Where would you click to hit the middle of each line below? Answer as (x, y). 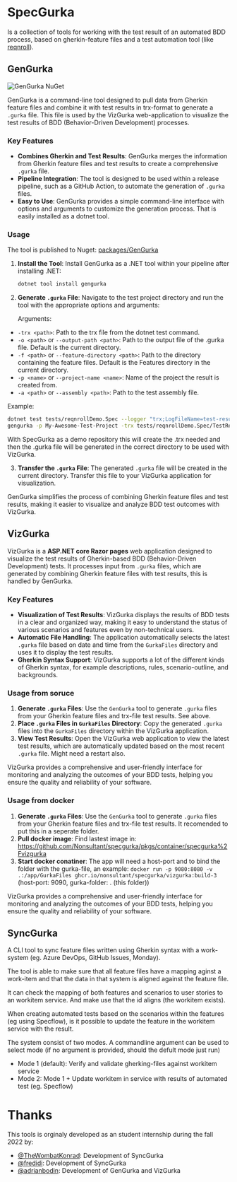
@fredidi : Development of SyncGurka (72, 1163)
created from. (37, 385)
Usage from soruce (41, 693)
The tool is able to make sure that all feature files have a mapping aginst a (114, 971)
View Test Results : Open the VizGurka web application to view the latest (123, 739)
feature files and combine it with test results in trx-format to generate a (110, 107)
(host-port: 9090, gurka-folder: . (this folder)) (83, 882)
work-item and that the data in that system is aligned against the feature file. (118, 979)
